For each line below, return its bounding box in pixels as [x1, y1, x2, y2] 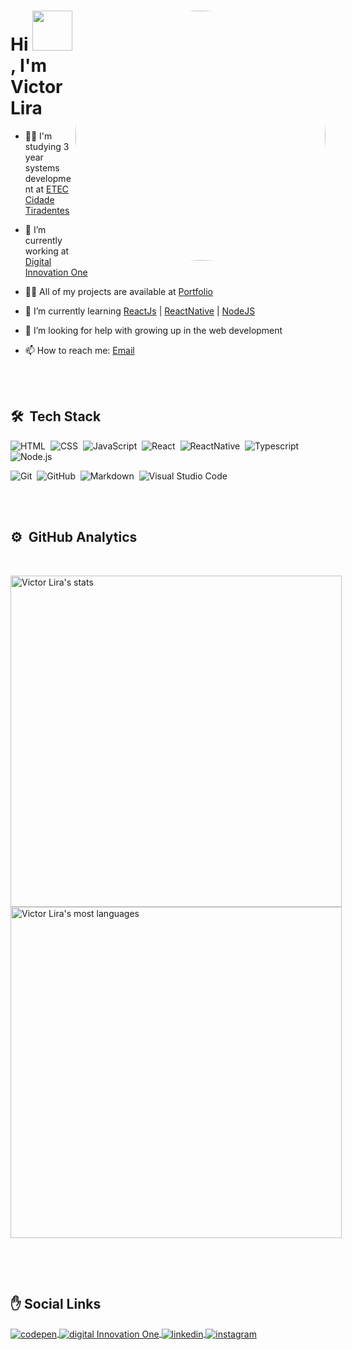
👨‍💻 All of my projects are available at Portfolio [24, 285, 213, 297]
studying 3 [24, 140, 70, 152]
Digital [24, 255, 52, 267]
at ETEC [35, 183, 70, 195]
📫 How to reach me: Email [24, 344, 135, 356]
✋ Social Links [10, 1295, 102, 1312]
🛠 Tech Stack [10, 408, 102, 425]
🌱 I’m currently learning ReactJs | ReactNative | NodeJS [24, 305, 256, 317]
